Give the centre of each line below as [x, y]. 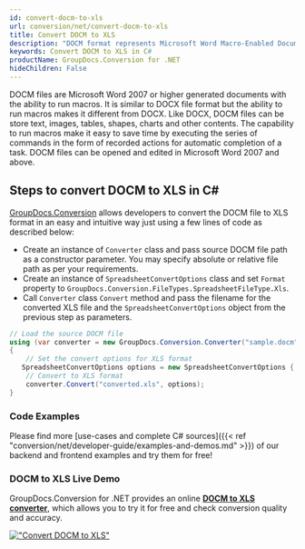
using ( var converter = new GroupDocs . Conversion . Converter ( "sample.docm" [154, 342]
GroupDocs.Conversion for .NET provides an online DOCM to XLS [133, 499]
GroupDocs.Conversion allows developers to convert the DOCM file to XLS [149, 212]
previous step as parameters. [77, 317]
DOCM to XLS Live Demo [65, 478]
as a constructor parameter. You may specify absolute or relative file [150, 259]
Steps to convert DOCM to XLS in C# [114, 190]
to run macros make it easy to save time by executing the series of [133, 133]
